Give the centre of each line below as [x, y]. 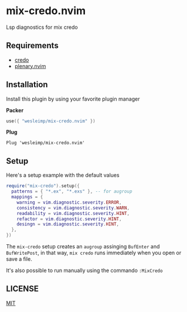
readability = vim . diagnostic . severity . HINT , [73, 213]
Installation [27, 84]
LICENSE [23, 289]
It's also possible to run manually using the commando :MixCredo [84, 270]
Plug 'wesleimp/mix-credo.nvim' [45, 143]
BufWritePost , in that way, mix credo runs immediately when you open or [94, 253]
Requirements [32, 46]
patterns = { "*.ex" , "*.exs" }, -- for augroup [72, 192]
